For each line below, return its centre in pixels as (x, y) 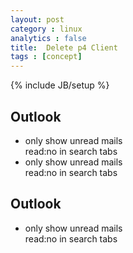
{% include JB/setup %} (60, 85)
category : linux (46, 29)
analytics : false (48, 38)
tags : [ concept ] (46, 57)
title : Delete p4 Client (64, 47)
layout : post (37, 19)
